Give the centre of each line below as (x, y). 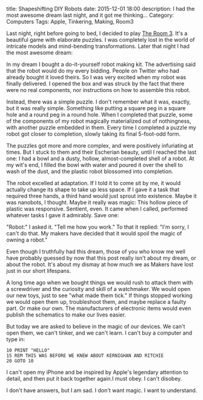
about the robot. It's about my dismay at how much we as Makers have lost (100, 264)
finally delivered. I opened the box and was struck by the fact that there (95, 84)
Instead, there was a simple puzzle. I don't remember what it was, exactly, (98, 102)
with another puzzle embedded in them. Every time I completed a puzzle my (101, 127)
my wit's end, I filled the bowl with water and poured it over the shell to (95, 165)
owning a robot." (27, 240)
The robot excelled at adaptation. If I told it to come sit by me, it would (93, 183)
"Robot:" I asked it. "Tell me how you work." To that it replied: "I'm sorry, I (98, 227)
